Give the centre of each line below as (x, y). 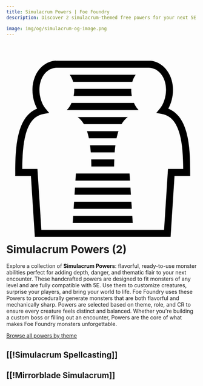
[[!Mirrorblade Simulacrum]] (61, 375)
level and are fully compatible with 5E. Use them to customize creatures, (97, 285)
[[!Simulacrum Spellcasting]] (62, 355)
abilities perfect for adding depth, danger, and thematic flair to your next (96, 273)
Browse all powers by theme (42, 336)
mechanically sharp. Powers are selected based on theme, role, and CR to (98, 305)
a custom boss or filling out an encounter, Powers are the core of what (94, 318)
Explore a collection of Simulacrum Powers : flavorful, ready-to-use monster (101, 266)
